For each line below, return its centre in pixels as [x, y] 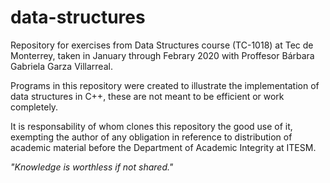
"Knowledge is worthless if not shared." [92, 167]
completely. [34, 107]
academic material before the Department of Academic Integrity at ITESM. [163, 147]
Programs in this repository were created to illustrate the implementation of [165, 85]
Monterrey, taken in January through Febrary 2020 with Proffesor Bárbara [162, 55]
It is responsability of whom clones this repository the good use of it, [151, 126]
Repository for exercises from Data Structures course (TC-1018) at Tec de [162, 45]
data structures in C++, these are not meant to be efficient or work [147, 96]
